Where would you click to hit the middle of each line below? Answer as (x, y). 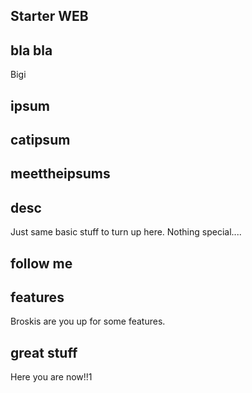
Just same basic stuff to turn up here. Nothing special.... (126, 232)
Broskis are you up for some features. (88, 321)
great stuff (44, 352)
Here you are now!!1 (51, 377)
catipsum (40, 139)
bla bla (31, 50)
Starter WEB (49, 16)
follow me (41, 263)
